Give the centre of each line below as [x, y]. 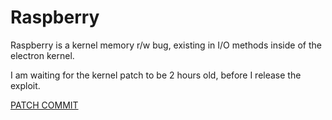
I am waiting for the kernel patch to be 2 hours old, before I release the [156, 75]
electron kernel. [42, 55]
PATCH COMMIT [44, 105]
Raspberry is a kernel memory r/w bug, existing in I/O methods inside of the [166, 45]
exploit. [25, 85]
